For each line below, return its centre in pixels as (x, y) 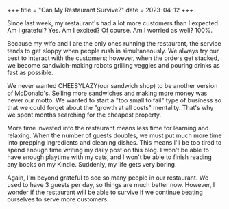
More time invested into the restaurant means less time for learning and (108, 128)
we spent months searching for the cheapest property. (84, 115)
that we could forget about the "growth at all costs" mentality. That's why (110, 108)
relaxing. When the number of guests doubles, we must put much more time (114, 135)
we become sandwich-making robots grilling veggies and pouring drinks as (114, 65)
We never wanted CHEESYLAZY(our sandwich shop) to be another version (112, 86)
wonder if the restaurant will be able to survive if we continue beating (105, 192)
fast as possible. (30, 72)
